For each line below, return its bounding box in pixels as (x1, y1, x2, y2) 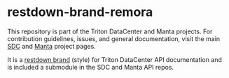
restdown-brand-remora (7, 4, 153, 20)
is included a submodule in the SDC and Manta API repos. (7, 63, 174, 71)
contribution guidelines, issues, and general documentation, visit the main (7, 34, 221, 42)
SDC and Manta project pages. (7, 42, 96, 50)
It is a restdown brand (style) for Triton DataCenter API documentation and (7, 55, 223, 63)
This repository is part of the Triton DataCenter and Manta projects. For (7, 27, 213, 36)
